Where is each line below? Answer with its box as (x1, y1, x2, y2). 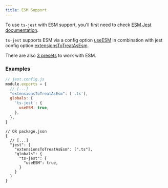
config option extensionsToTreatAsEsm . (5, 42, 89, 49)
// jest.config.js (5, 76, 45, 82)
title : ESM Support (5, 7, 47, 13)
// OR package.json (5, 129, 47, 134)
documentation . (5, 27, 39, 33)
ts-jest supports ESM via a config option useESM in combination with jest (5, 37, 163, 43)
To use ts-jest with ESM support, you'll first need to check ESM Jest (5, 22, 152, 28)
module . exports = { (5, 81, 47, 87)
